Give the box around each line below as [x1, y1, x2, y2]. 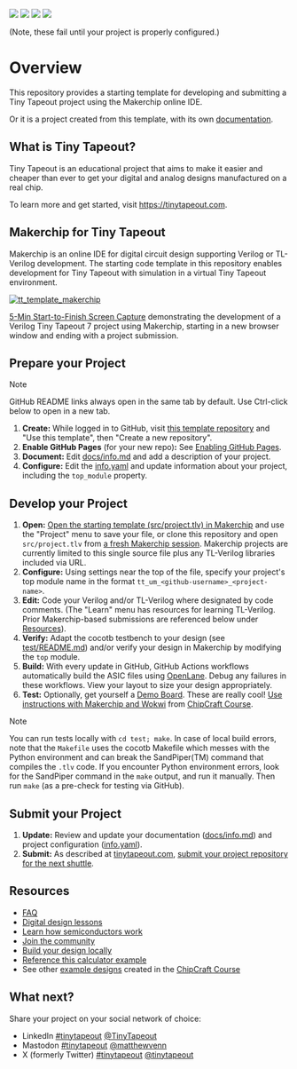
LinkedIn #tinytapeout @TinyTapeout [21, 1030, 158, 1041]
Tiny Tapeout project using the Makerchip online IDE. [9, 96, 203, 107]
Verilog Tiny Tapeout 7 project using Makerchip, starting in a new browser [9, 321, 279, 331]
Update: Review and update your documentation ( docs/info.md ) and [21, 830, 272, 840]
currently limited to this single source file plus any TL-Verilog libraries [21, 548, 276, 558]
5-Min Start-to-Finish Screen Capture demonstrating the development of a [9, 311, 281, 321]
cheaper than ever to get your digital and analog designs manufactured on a [9, 172, 287, 183]
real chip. [9, 182, 43, 193]
